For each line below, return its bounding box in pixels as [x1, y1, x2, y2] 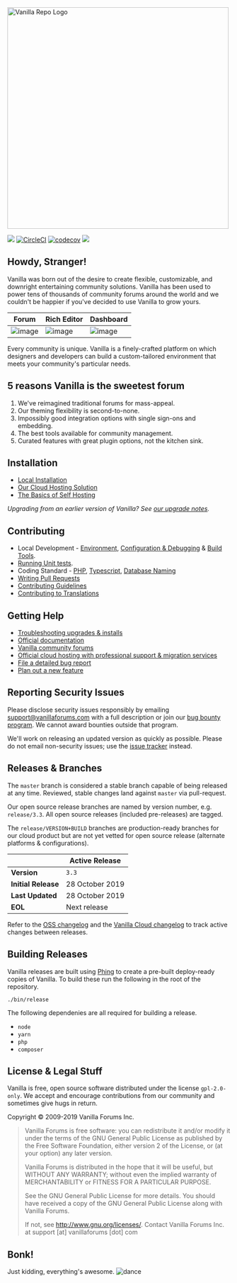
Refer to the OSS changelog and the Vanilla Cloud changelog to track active [7, 920, 228, 929]
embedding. [17, 421, 53, 430]
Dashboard [89, 314, 129, 324]
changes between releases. [7, 928, 88, 936]
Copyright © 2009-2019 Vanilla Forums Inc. [7, 1113, 134, 1121]
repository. [7, 982, 39, 991]
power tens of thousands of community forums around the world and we [7, 290, 219, 298]
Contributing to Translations [17, 589, 99, 598]
